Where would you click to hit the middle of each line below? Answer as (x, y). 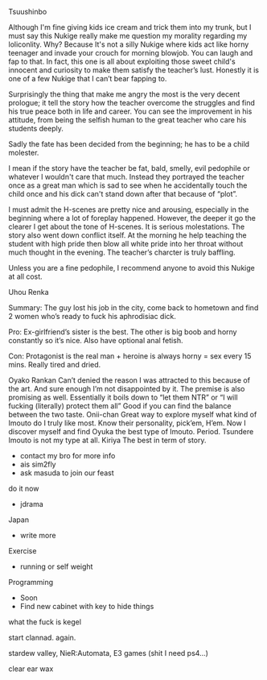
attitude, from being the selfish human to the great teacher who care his (127, 120)
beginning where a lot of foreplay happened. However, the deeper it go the (132, 218)
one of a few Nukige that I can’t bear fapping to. (88, 79)
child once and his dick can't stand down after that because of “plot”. (123, 194)
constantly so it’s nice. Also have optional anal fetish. (96, 340)
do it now (24, 488)
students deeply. (36, 129)
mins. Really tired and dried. (55, 365)
